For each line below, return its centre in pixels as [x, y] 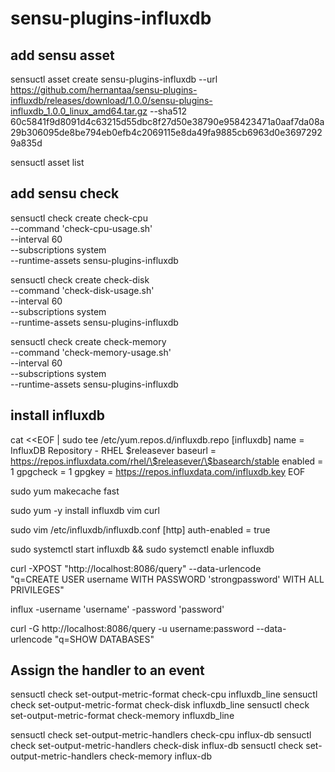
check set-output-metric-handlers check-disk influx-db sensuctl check [157, 746]
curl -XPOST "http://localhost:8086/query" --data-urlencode [136, 568]
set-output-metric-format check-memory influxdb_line [122, 716]
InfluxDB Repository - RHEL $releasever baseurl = [113, 450]
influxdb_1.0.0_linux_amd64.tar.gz [79, 111]
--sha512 [168, 111]
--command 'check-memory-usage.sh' [91, 352]
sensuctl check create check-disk [80, 279]
